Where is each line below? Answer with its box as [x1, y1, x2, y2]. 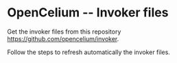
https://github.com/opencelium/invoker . [7, 34, 119, 42]
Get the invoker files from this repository [7, 27, 121, 36]
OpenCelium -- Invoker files [7, 5, 169, 21]
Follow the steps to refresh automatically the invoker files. [7, 48, 170, 56]
